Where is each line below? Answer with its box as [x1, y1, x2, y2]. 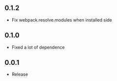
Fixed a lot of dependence [11, 44, 65, 50]
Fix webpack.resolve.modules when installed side [11, 17, 112, 23]
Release [11, 71, 28, 78]
